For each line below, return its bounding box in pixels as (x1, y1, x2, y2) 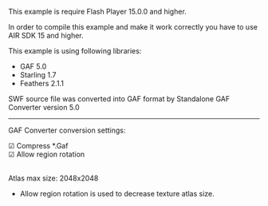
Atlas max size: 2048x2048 (8, 173, 99, 183)
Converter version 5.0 (8, 103, 80, 112)
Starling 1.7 (19, 70, 57, 79)
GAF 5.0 (19, 61, 47, 71)
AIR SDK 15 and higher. (8, 31, 84, 40)
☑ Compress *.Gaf (8, 141, 69, 150)
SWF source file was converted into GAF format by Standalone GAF (8, 94, 230, 103)
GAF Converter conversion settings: (8, 125, 126, 135)
